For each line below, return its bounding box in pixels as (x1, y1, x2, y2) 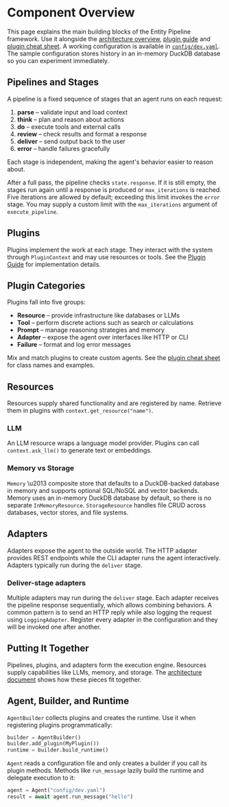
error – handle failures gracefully (16, 144, 110, 152)
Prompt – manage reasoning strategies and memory (16, 326, 165, 334)
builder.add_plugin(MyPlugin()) (7, 740, 99, 747)
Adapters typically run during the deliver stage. (7, 561, 143, 569)
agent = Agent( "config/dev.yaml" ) (7, 787, 106, 794)
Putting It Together (7, 642, 89, 654)
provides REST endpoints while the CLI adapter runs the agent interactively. (7, 553, 221, 562)
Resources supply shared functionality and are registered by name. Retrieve (7, 399, 221, 407)
